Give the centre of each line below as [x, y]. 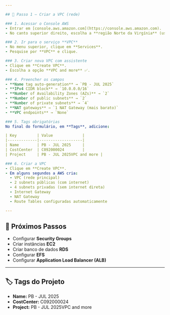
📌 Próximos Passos [36, 226]
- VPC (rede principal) [35, 178]
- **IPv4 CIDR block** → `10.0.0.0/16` [47, 89]
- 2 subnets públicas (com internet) [50, 183]
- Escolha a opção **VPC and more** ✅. [48, 70]
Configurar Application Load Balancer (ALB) [59, 260]
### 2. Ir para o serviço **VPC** [42, 42]
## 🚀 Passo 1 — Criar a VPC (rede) [43, 14]
